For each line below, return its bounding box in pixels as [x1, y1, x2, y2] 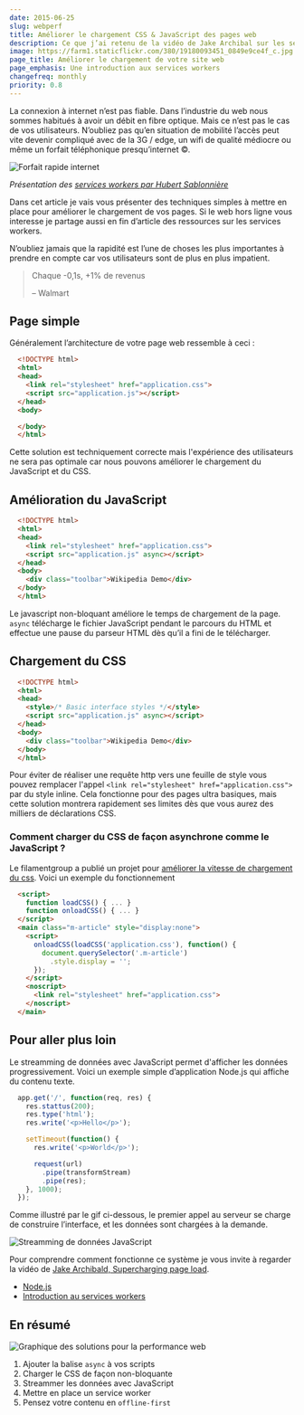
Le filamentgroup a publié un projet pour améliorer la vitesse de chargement [9, 862, 293, 873]
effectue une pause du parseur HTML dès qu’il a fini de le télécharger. [9, 627, 271, 638]
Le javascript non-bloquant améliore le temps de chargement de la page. [9, 608, 281, 619]
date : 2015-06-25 [9, 13, 75, 23]
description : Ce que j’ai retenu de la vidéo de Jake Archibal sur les [9, 38, 285, 48]
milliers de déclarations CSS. [9, 808, 117, 819]
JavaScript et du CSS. [9, 466, 91, 477]
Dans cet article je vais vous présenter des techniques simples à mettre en [9, 196, 288, 207]
